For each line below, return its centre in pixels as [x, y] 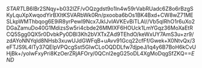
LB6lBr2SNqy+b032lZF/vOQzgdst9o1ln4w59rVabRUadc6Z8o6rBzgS [109, 9]
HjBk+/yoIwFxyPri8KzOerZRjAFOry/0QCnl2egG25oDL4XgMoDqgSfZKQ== [99, 53]
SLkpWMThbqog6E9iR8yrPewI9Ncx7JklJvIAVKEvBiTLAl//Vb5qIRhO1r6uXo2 [101, 21]
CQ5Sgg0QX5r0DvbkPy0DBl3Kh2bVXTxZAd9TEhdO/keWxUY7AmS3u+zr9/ [100, 34]
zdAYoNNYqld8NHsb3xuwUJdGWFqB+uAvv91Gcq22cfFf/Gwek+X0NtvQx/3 [101, 41]
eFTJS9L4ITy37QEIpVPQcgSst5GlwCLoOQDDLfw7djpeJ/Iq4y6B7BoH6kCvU [101, 47]
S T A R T [15, 9]
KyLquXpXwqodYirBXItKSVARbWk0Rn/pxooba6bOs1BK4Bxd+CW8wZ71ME [100, 15]
